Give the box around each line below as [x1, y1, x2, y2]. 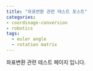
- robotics [6, 25, 33, 31]
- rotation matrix [11, 42, 58, 48]
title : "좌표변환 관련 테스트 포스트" [6, 8, 88, 15]
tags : [6, 31, 20, 37]
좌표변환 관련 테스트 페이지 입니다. [6, 59, 86, 66]
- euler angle [11, 36, 46, 42]
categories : [6, 14, 36, 20]
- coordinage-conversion [6, 20, 68, 25]
